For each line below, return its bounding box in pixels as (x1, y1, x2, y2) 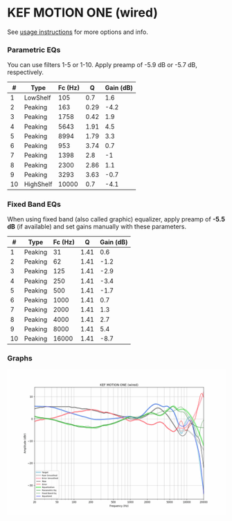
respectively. (7, 68, 44, 77)
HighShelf (24, 180, 53, 188)
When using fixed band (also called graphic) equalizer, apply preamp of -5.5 (7, 215, 225, 223)
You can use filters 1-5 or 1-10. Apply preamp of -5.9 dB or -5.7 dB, (7, 61, 197, 69)
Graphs (7, 354, 33, 363)
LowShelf (24, 93, 51, 102)
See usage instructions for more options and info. (7, 28, 149, 36)
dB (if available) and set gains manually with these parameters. (7, 223, 187, 231)
